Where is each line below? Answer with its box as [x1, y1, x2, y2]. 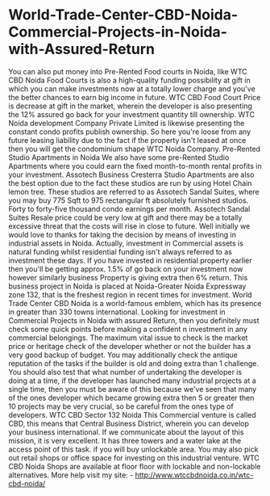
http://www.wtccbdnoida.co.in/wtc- [135, 470, 254, 480]
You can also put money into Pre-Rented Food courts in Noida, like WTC [8, 66, 247, 76]
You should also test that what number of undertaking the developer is [8, 367, 243, 376]
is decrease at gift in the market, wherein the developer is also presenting [8, 101, 252, 111]
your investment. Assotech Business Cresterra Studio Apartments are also [8, 170, 255, 179]
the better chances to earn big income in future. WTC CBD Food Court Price [8, 92, 261, 102]
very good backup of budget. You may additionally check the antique [8, 350, 238, 359]
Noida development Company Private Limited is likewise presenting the [8, 118, 245, 128]
